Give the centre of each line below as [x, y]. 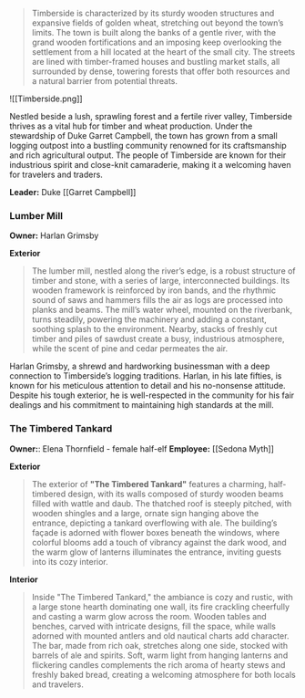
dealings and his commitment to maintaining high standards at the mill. [142, 405]
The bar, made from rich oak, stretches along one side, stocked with [160, 645]
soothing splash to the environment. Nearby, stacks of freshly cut [154, 329]
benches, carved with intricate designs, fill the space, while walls [153, 626]
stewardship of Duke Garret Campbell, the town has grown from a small [143, 135]
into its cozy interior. [70, 561]
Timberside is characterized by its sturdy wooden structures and [153, 13]
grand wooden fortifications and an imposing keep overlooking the [157, 42]
